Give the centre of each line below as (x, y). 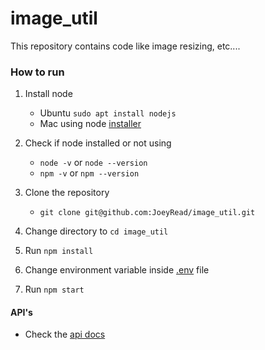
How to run (37, 72)
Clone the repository (67, 193)
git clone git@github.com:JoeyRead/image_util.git (147, 213)
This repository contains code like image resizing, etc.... (125, 46)
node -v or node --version (93, 163)
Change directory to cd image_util (96, 231)
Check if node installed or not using (98, 143)
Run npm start (54, 289)
